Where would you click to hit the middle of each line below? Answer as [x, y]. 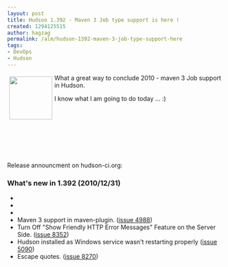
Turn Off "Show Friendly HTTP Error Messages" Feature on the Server [116, 227]
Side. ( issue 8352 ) [43, 235]
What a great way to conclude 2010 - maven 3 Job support [138, 78]
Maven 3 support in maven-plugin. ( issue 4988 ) [85, 220]
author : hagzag [29, 33]
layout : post [26, 13]
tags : [15, 45]
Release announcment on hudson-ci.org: [65, 165]
